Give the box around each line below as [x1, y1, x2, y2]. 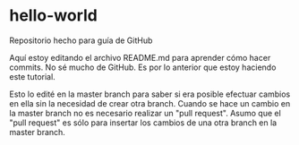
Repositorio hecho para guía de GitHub [9, 35, 153, 46]
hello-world [9, 5, 98, 26]
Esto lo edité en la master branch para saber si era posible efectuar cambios [9, 89, 291, 99]
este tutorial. [9, 71, 56, 81]
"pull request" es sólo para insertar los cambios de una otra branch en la [9, 117, 278, 128]
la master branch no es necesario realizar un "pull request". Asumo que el [9, 107, 282, 118]
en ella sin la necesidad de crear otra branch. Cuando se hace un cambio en [9, 98, 291, 108]
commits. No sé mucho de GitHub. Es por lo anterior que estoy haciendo [9, 62, 277, 72]
